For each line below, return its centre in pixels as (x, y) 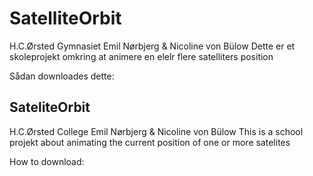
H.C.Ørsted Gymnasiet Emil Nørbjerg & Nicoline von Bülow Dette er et (152, 46)
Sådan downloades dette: (62, 76)
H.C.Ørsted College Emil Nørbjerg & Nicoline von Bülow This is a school (156, 131)
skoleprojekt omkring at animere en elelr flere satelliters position (141, 56)
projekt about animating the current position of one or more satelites (150, 142)
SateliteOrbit (50, 107)
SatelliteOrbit (65, 18)
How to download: (47, 161)
